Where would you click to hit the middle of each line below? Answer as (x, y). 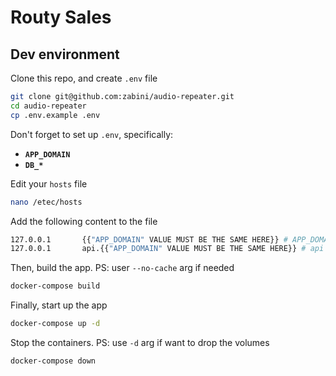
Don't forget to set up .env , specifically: (92, 134)
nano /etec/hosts (46, 202)
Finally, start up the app (59, 305)
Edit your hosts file (49, 183)
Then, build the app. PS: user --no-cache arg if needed (122, 268)
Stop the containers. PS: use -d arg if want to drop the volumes (140, 342)
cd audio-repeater (48, 106)
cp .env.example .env (55, 115)
